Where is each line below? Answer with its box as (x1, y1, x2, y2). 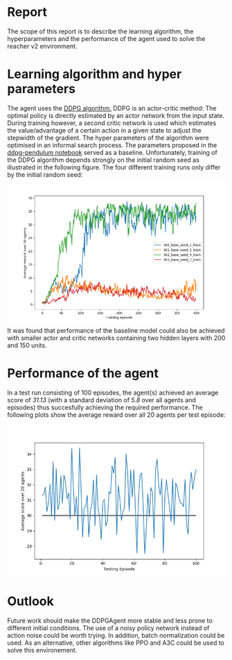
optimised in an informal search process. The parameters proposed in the (7, 140, 217, 149)
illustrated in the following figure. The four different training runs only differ (7, 163, 221, 171)
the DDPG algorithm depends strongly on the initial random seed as (7, 156, 199, 164)
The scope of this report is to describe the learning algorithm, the (7, 27, 194, 35)
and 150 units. (7, 341, 47, 349)
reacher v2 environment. (7, 42, 78, 50)
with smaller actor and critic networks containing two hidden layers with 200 (7, 334, 226, 343)
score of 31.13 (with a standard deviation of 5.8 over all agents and (7, 396, 196, 404)
